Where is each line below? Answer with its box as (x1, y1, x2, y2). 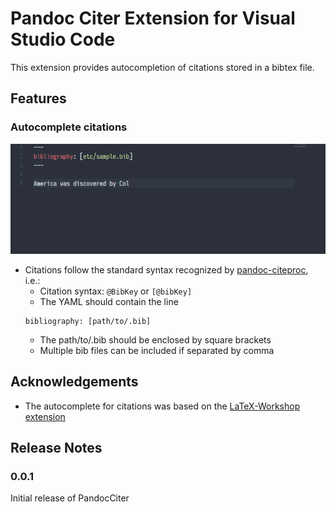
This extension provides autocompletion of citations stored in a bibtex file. (10, 61, 315, 73)
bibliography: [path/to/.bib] (24, 316, 152, 326)
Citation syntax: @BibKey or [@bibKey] (39, 285, 193, 297)
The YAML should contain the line (39, 295, 179, 307)
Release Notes (10, 439, 103, 456)
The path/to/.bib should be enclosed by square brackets (39, 333, 272, 346)
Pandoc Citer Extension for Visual (10, 7, 296, 30)
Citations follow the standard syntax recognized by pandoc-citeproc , (24, 263, 309, 276)
